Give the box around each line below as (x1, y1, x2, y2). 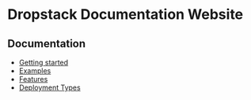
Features (18, 75, 48, 83)
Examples (18, 66, 51, 76)
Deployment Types (18, 83, 81, 92)
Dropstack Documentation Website (7, 6, 244, 24)
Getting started (18, 57, 69, 67)
